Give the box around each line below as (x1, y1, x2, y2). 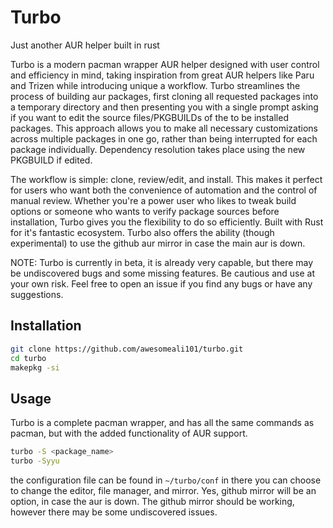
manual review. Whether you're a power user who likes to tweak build (10, 194, 297, 206)
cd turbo (10, 353, 47, 363)
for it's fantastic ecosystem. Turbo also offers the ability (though (10, 226, 275, 238)
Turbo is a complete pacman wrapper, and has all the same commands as (10, 417, 315, 429)
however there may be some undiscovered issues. (10, 506, 218, 518)
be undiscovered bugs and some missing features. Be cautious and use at (10, 267, 316, 279)
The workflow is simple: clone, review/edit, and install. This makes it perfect (10, 173, 323, 185)
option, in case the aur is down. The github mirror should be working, (10, 495, 295, 507)
